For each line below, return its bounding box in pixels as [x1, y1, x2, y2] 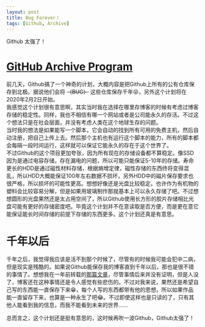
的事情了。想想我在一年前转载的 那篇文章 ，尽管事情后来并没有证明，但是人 [6, 271, 193, 278]
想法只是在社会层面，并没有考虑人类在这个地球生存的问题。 [11, 119, 162, 126]
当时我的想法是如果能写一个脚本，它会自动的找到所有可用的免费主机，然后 [6, 127, 193, 134]
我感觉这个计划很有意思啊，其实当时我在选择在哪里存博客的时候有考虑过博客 [6, 103, 199, 111]
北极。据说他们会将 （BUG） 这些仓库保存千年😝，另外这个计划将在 [16, 88, 187, 95]
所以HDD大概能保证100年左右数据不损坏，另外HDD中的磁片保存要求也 [16, 172, 194, 180]
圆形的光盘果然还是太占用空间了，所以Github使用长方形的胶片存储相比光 [11, 195, 194, 202]
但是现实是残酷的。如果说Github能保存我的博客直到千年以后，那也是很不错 [6, 263, 194, 271]
